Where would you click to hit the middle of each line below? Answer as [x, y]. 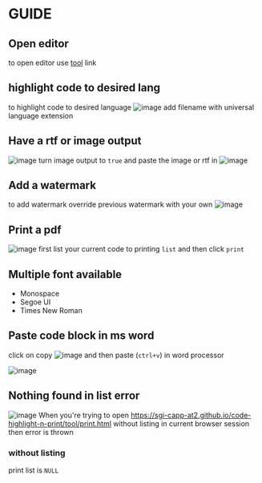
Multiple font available [65, 274]
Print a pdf [35, 229]
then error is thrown [41, 432]
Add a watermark [52, 185]
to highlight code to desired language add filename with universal [131, 107]
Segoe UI [35, 302]
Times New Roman [51, 311]
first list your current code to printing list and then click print [141, 249]
